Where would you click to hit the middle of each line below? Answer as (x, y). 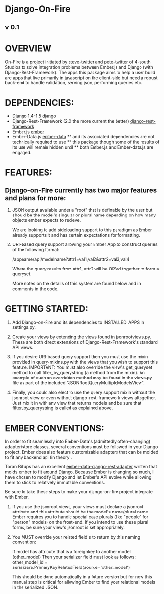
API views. (23, 348)
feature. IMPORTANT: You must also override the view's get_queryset (82, 367)
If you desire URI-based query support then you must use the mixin (80, 357)
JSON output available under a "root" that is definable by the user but (82, 210)
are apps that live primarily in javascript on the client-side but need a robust (81, 78)
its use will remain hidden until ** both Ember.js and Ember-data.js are (83, 147)
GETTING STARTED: (47, 309)
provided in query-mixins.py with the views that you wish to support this (85, 362)
